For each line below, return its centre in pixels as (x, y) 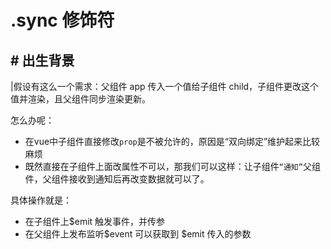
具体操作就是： (41, 200)
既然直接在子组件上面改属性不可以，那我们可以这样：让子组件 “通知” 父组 (172, 166)
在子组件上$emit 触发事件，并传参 (95, 221)
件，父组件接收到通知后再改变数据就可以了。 (117, 179)
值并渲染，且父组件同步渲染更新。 (80, 99)
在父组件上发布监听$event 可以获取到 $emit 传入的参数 (138, 234)
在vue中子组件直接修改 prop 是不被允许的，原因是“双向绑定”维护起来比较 (172, 141)
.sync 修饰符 (62, 20)
